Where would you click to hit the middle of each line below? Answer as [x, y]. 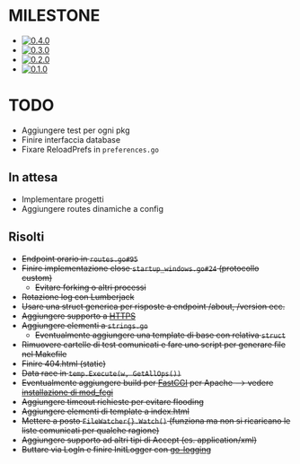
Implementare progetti [62, 199]
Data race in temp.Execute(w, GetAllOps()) [101, 372]
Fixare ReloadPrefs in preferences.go [90, 149]
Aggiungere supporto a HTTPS [79, 316]
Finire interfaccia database [71, 139]
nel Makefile [44, 354]
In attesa [33, 177]
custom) [37, 277]
